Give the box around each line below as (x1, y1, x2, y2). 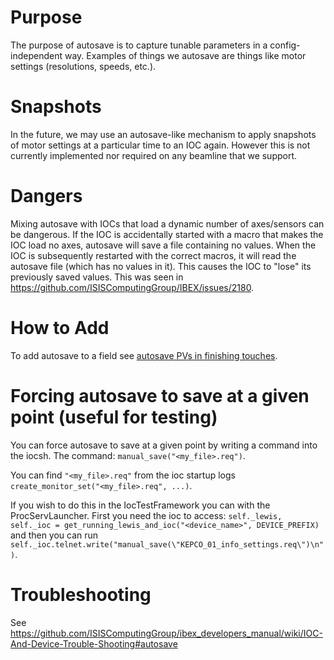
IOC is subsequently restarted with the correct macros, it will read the (10, 249, 297, 261)
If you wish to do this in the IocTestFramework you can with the (10, 499, 271, 511)
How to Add (10, 317, 110, 339)
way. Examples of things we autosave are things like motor (64, 49, 307, 61)
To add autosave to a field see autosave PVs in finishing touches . (10, 349, 278, 361)
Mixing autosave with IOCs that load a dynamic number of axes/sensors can (10, 217, 325, 230)
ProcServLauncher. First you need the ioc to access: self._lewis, (10, 509, 283, 521)
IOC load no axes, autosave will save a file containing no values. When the (10, 239, 317, 251)
